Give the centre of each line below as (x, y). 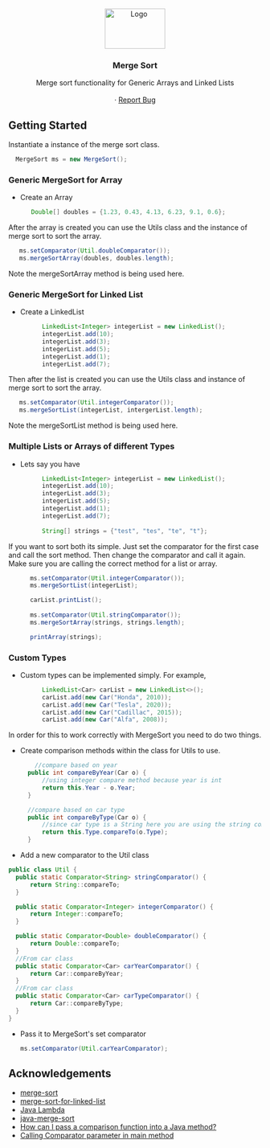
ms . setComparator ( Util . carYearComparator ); (94, 1048)
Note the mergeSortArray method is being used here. (96, 273)
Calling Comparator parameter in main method (97, 1136)
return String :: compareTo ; (75, 884)
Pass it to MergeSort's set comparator (83, 1034)
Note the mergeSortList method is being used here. (93, 425)
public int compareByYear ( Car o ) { (87, 773)
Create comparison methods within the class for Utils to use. (120, 751)
